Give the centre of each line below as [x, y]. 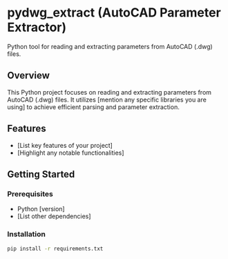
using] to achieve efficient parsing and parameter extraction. [93, 107]
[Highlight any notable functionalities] [70, 153]
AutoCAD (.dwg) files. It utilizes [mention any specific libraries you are [107, 99]
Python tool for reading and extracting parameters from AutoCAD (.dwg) [110, 46]
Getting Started [41, 174]
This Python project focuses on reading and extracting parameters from [110, 92]
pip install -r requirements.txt [55, 249]
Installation [27, 234]
